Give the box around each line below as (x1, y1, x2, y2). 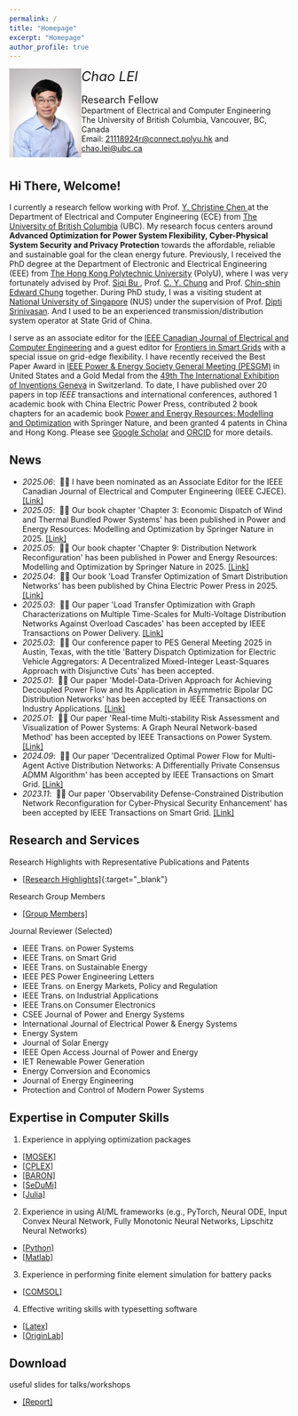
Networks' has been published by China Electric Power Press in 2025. (21, 580, 278, 591)
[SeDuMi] (21, 1179, 58, 1190)
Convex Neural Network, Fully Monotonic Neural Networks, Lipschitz (21, 1215, 274, 1227)
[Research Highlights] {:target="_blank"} (21, 873, 169, 884)
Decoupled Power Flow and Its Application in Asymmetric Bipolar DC (21, 684, 273, 695)
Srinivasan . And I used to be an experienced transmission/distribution (9, 306, 263, 317)
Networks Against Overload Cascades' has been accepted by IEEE (21, 618, 266, 629)
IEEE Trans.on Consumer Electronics (21, 999, 156, 1010)
